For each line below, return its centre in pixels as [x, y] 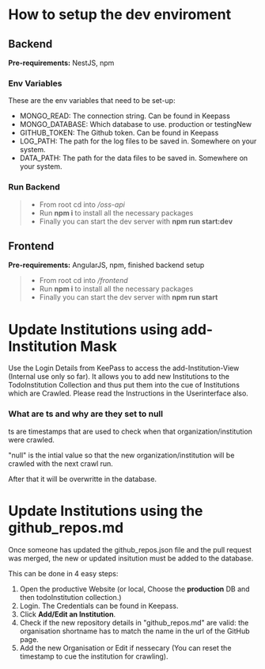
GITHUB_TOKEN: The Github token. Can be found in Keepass [119, 133]
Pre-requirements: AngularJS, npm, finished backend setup [106, 265]
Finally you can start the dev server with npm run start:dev [136, 221]
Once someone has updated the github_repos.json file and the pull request [130, 549]
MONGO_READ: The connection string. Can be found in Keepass [125, 116]
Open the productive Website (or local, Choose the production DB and [135, 589]
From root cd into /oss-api [82, 205]
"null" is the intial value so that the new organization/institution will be [121, 455]
